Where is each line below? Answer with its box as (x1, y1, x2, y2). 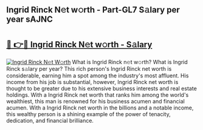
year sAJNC (6, 15, 53, 25)
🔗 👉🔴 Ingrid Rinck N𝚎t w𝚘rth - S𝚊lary (6, 39, 153, 50)
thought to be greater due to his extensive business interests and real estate (6, 85, 198, 92)
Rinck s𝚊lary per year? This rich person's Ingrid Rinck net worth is (6, 65, 172, 72)
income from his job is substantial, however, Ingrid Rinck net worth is (6, 79, 179, 85)
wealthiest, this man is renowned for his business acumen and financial (6, 98, 185, 105)
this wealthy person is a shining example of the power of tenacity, (6, 111, 171, 117)
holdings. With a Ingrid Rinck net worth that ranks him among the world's (6, 91, 189, 99)
